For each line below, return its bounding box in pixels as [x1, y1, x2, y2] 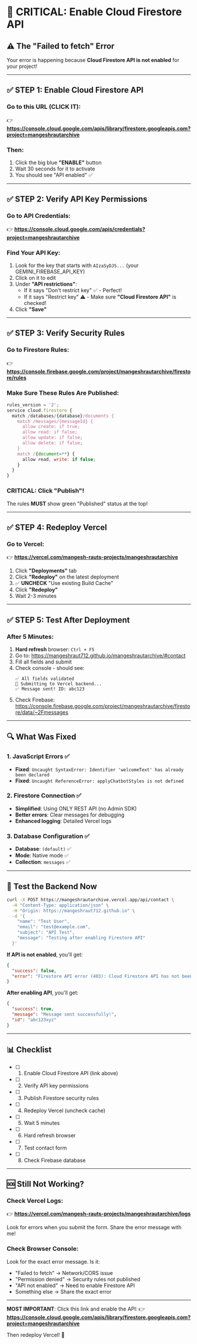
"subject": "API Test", [17, 929, 75, 936]
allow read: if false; [22, 429, 78, 435]
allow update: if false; [22, 435, 83, 441]
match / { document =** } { [17, 451, 75, 457]
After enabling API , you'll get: [6, 989, 79, 996]
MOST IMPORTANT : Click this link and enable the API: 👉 [6, 1305, 146, 1312]
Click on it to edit [15, 274, 56, 281]
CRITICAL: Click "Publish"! [6, 487, 84, 495]
